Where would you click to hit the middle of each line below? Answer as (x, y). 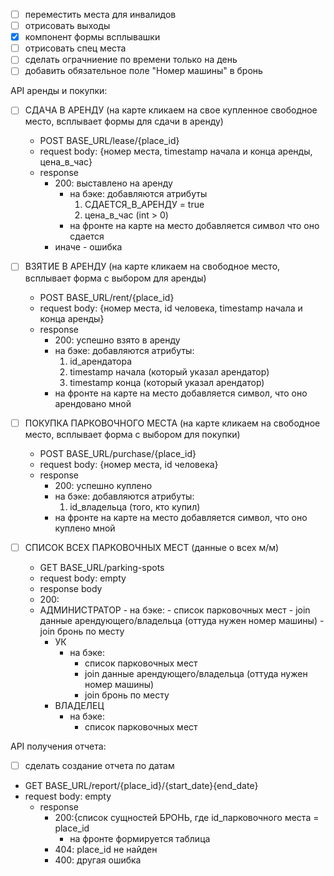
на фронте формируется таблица (140, 838)
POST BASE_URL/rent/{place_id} (107, 297)
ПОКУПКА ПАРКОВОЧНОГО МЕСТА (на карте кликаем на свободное (172, 423)
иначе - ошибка (88, 247)
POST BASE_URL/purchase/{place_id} (118, 453)
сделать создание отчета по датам (99, 765)
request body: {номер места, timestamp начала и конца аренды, (176, 151)
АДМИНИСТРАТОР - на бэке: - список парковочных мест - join (175, 610)
